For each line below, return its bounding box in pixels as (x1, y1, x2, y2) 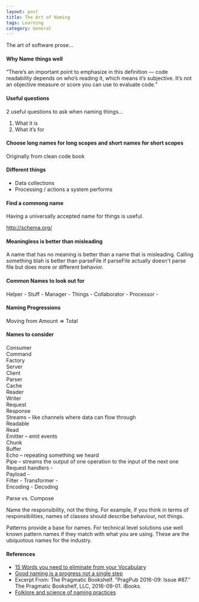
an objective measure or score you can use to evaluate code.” (6, 81, 158, 88)
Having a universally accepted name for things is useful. (6, 212, 144, 220)
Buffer (6, 446, 22, 453)
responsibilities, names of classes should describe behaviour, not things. (6, 513, 184, 520)
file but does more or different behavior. (6, 264, 104, 271)
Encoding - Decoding (6, 483, 58, 491)
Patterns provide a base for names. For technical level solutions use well (6, 524, 183, 531)
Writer (6, 395, 21, 402)
